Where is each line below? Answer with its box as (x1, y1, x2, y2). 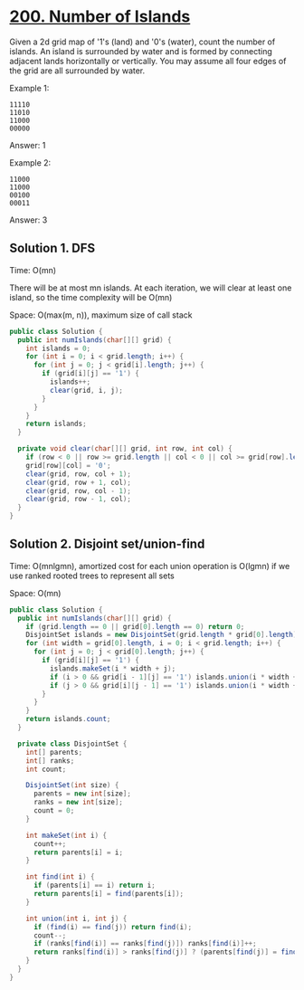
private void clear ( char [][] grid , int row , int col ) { (17, 444, 233, 453)
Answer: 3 (9, 214, 48, 225)
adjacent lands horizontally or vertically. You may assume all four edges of (9, 55, 287, 66)
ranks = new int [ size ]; (33, 798, 124, 807)
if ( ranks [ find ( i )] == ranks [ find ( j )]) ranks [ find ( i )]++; (33, 939, 257, 948)
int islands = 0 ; (25, 344, 91, 353)
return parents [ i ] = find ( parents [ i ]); (33, 890, 184, 899)
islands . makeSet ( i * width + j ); (49, 663, 176, 673)
